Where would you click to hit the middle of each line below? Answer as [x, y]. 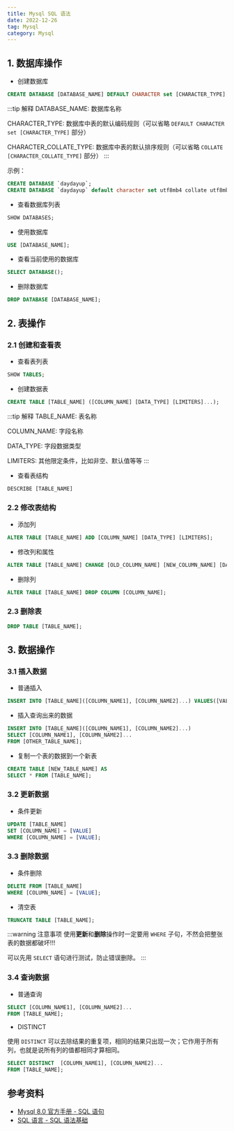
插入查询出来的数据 [45, 715]
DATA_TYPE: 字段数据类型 [44, 446]
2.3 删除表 [24, 612]
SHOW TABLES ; [26, 374]
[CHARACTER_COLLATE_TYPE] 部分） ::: [58, 155]
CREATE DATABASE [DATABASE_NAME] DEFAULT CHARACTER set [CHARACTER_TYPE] [117, 95]
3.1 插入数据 [27, 671]
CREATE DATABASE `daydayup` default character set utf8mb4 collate [107, 190]
